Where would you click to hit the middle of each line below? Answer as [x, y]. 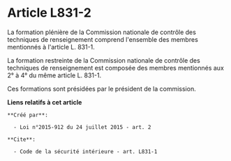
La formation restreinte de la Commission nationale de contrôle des [104, 60]
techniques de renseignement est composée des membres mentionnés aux [116, 68]
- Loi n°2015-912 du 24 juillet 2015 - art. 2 [82, 127]
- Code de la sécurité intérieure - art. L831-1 [85, 151]
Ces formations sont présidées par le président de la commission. [102, 89]
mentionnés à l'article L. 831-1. [51, 47]
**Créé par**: [28, 115]
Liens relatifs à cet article [45, 102]
